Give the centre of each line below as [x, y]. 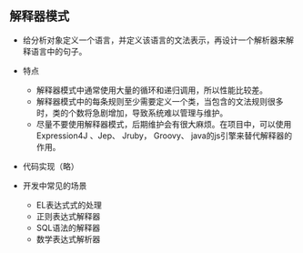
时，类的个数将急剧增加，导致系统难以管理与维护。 [132, 113]
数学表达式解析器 [68, 238]
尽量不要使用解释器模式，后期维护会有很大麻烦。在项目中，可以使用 [164, 124]
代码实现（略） [50, 166]
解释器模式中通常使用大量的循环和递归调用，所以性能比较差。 [152, 90]
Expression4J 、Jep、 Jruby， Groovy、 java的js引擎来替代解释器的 [164, 136]
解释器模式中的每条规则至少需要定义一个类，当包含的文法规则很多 [160, 101]
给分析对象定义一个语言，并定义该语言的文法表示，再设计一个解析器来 [154, 40]
